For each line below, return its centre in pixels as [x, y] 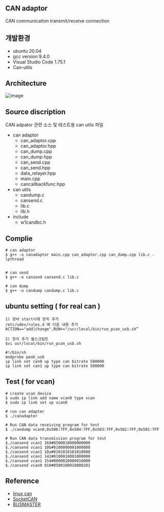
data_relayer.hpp [38, 173]
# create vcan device [28, 393]
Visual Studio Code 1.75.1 [39, 62]
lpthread [15, 259]
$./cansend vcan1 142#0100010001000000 [48, 456]
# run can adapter [25, 411]
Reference [22, 481]
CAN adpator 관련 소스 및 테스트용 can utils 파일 [54, 125]
